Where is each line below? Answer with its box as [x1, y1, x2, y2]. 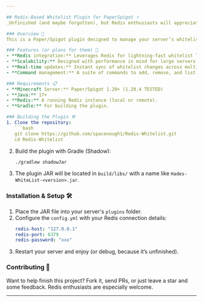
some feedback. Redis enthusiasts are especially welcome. [6, 283, 153, 291]
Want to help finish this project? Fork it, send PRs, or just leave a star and [6, 277, 188, 284]
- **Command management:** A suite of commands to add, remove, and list [6, 69, 196, 75]
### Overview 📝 [6, 31, 45, 37]
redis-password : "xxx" [14, 237, 72, 243]
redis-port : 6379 [14, 231, 59, 237]
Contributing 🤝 [6, 263, 50, 272]
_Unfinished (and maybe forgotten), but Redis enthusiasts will [6, 19, 172, 26]
